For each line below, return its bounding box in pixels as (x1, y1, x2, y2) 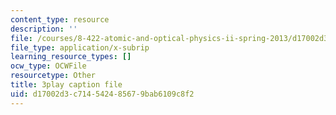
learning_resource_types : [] (10, 52, 132, 62)
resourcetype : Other (10, 71, 97, 81)
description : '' (10, 24, 78, 34)
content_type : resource (10, 14, 110, 25)
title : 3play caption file (10, 80, 123, 90)
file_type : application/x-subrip (10, 42, 150, 53)
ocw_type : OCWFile (10, 61, 87, 71)
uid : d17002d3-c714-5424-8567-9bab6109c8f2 (10, 89, 195, 99)
